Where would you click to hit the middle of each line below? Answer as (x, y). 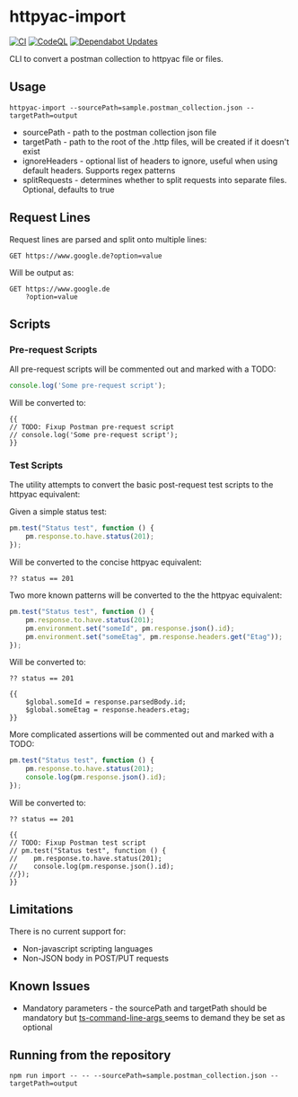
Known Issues (50, 986)
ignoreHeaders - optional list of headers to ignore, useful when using (150, 161)
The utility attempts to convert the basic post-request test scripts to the (141, 485)
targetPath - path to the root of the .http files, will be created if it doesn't (156, 142)
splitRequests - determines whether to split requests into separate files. (154, 180)
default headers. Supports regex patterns (99, 170)
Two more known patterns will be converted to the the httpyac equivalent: (146, 595)
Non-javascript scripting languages (88, 948)
